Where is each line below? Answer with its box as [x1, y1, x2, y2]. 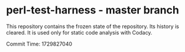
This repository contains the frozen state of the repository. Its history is [6, 23, 179, 30]
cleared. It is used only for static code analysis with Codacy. [6, 29, 152, 36]
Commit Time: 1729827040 [6, 40, 73, 47]
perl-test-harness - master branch [6, 4, 179, 17]
